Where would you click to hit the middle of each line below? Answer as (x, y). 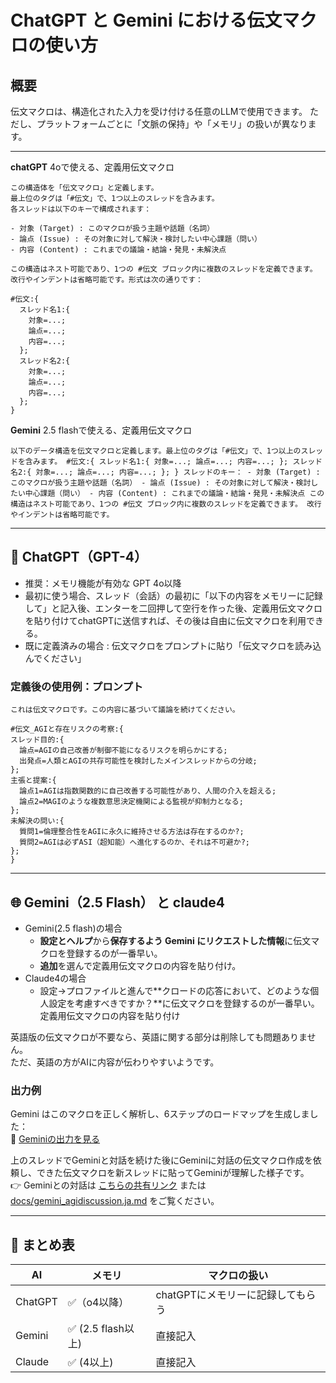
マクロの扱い (238, 1276)
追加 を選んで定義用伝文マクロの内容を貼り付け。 (140, 965)
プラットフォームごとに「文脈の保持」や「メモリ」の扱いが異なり (172, 124)
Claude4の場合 (55, 978)
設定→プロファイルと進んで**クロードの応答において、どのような (175, 990)
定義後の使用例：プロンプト (77, 686)
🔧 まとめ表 (42, 1244)
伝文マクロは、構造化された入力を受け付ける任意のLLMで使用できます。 (159, 111)
